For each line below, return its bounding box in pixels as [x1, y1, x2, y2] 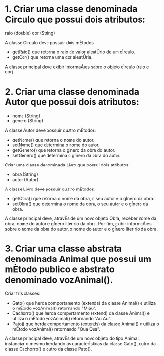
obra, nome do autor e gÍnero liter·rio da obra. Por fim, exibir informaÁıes [5, 220, 152, 226]
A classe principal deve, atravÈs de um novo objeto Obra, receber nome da [5, 215, 157, 221]
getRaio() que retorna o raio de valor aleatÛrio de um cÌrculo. [12, 49, 136, 55]
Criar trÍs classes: [5, 290, 41, 296]
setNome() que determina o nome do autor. [12, 142, 100, 148]
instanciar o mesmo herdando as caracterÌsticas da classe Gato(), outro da [5, 340, 156, 346]
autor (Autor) [12, 176, 39, 182]
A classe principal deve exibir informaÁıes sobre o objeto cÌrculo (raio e [5, 64, 149, 70]
